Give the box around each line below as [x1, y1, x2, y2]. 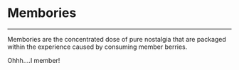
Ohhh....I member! [7, 56, 60, 64]
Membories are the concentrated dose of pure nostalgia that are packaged [7, 35, 226, 43]
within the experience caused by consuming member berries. [7, 42, 188, 51]
